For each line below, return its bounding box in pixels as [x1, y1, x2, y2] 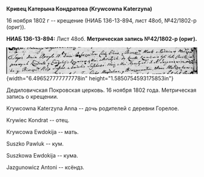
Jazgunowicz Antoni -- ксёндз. [6, 164, 85, 171]
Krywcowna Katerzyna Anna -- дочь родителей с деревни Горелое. [6, 105, 179, 112]
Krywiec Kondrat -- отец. [6, 117, 70, 124]
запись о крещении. [6, 93, 59, 100]
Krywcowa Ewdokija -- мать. [6, 128, 79, 136]
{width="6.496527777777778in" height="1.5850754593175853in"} [6, 75, 174, 82]
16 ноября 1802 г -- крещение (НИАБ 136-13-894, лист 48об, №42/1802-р [6, 17, 197, 24]
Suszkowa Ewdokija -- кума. [6, 152, 78, 159]
